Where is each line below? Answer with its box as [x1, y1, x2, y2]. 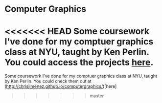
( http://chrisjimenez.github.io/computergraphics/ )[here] [4, 83, 117, 89]
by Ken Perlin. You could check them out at [4, 78, 92, 84]
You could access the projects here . [4, 57, 154, 68]
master [90, 93, 104, 99]
